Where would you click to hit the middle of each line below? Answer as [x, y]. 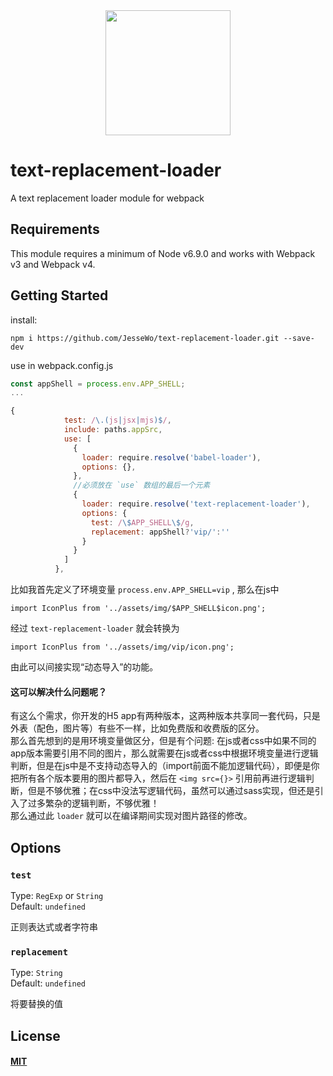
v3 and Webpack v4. [53, 264]
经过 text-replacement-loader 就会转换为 [95, 628]
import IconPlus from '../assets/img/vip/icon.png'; [122, 647]
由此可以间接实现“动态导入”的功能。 [84, 667]
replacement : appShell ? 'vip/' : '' [160, 532]
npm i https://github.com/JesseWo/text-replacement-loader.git [145, 338]
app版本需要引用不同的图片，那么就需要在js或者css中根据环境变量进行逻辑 [164, 753]
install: [24, 320]
